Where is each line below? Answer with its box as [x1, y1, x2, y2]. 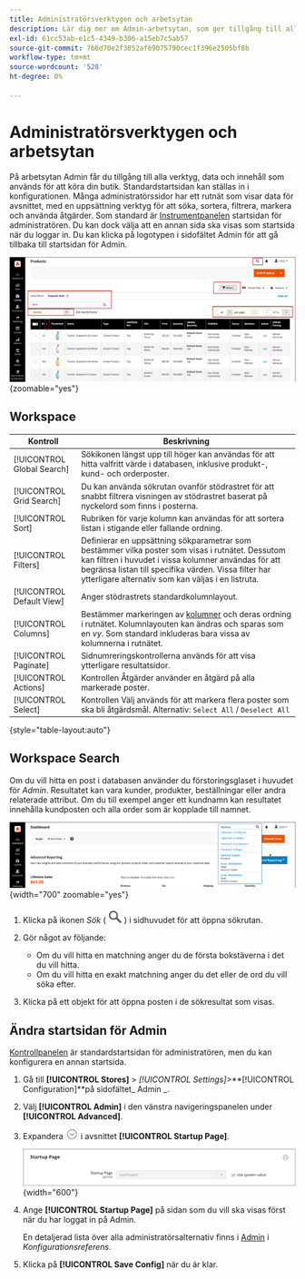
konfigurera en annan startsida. [9, 1057, 127, 1067]
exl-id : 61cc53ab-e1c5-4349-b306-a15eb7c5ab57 [9, 34, 189, 43]
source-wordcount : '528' [9, 63, 103, 72]
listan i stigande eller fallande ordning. [81, 522, 223, 533]
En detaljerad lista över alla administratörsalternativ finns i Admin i [22, 1232, 270, 1243]
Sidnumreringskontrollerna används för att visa [81, 650, 256, 661]
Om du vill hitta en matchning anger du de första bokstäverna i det [35, 949, 284, 961]
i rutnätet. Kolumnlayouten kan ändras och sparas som [81, 618, 284, 629]
